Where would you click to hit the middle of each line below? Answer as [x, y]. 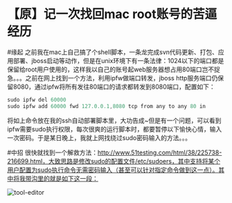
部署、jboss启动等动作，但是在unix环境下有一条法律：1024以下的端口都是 [118, 60]
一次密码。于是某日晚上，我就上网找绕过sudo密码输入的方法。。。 [99, 138]
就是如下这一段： [74, 178]
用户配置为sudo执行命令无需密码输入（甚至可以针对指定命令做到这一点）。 [113, 170]
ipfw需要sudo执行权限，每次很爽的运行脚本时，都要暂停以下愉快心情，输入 [115, 129]
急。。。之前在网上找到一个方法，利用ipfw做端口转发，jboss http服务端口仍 [113, 78]
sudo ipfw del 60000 [37, 100]
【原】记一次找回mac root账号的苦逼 [112, 14]
